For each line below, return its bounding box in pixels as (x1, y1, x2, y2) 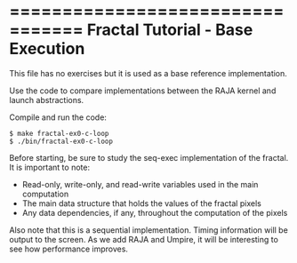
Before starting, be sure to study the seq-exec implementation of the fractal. (9, 152, 289, 163)
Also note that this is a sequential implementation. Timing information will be (9, 224, 289, 235)
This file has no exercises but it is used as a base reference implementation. (9, 68, 287, 78)
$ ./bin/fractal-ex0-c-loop (9, 137, 114, 146)
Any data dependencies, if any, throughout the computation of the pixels (21, 207, 288, 218)
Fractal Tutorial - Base (86, 20, 253, 40)
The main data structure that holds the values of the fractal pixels (21, 197, 262, 209)
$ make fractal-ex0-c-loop (9, 129, 109, 138)
